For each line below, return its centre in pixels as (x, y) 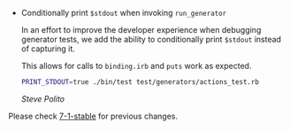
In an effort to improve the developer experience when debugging (141, 30)
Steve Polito (43, 99)
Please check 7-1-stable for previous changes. (93, 116)
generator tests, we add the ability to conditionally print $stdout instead (151, 39)
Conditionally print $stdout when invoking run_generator (124, 13)
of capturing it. (48, 49)
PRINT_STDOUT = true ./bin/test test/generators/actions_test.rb (140, 82)
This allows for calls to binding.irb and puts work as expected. (136, 66)
